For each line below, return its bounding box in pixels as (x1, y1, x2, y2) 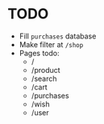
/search (31, 74, 57, 83)
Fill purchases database (19, 31, 97, 41)
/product (31, 65, 61, 74)
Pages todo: (19, 48, 60, 58)
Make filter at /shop (19, 39, 84, 49)
